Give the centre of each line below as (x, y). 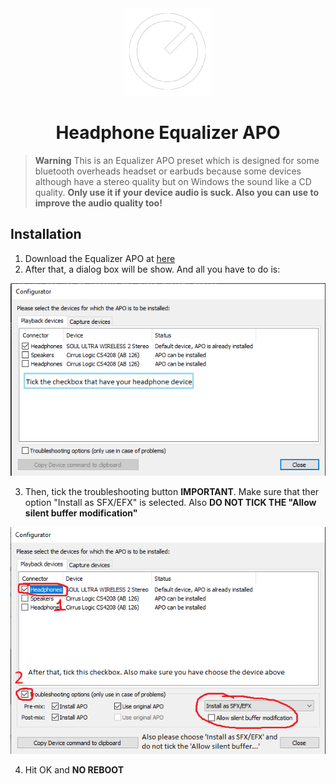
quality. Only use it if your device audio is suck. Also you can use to (177, 192)
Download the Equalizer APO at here (100, 258)
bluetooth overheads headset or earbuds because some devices (168, 171)
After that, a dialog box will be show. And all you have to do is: (152, 269)
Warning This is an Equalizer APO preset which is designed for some (177, 160)
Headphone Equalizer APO (168, 133)
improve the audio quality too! (98, 203)
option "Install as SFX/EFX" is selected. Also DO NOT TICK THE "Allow (170, 502)
